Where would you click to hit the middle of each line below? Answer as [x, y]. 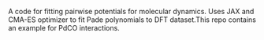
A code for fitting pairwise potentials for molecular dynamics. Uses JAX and [131, 11]
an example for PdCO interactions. [64, 28]
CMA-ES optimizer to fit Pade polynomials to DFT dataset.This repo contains [132, 20]
